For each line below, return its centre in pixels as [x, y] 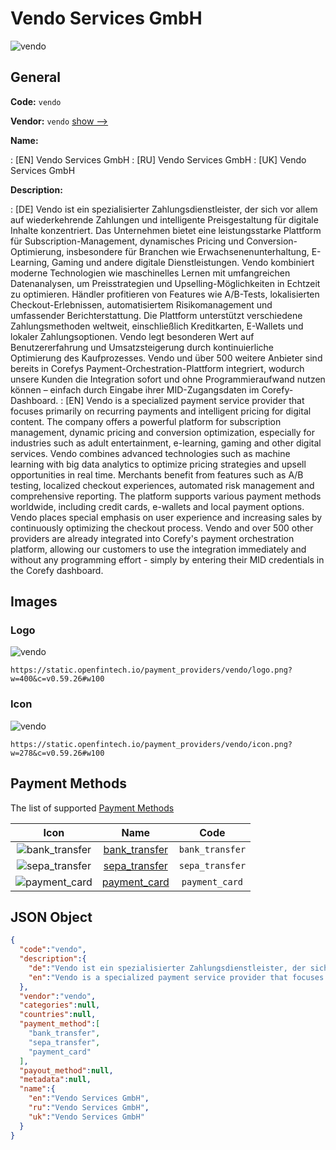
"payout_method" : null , [66, 1070]
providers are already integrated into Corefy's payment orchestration [152, 538]
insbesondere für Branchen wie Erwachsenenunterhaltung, [188, 251]
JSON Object [51, 917]
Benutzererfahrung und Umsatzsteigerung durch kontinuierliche [142, 347]
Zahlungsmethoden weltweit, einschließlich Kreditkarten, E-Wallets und [157, 326]
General [36, 77]
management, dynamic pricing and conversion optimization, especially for [162, 432]
